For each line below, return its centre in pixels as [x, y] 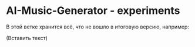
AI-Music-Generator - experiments [93, 11]
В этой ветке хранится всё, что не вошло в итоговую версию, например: [98, 27]
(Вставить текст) [27, 38]
